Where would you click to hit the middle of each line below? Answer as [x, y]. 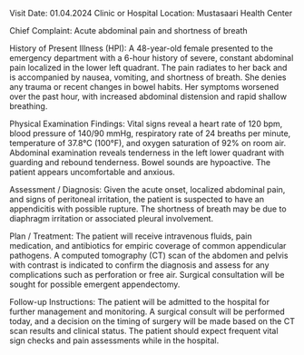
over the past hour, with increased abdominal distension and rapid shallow [148, 96]
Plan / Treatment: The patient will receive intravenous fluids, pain [131, 236]
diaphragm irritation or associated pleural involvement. [112, 218]
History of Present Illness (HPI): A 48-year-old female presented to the [142, 48]
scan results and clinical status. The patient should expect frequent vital [144, 331]
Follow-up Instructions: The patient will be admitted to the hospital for [140, 302]
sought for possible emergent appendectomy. [95, 284]
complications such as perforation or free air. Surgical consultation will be [147, 275]
